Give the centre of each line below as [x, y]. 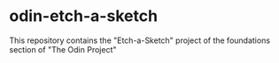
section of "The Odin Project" [63, 49]
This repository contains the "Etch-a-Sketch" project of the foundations [140, 40]
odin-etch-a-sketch [83, 16]
